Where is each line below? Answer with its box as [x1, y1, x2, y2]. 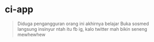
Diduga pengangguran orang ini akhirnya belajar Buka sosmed [17, 20, 149, 27]
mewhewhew [17, 31, 46, 37]
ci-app [5, 4, 34, 15]
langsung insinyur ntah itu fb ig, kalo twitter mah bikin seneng [17, 26, 147, 32]
